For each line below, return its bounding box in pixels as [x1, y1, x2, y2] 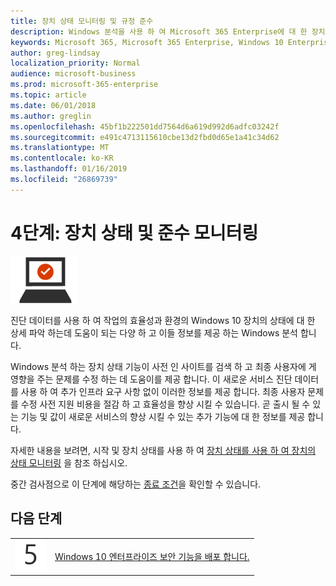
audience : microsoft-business [10, 69, 137, 79]
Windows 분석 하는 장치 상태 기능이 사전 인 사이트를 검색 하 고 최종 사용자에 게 [10, 360, 317, 372]
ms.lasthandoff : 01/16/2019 [10, 164, 128, 174]
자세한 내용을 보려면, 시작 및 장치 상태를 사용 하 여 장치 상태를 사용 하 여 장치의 [10, 444, 317, 456]
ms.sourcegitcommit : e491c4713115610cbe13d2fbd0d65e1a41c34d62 [10, 132, 280, 142]
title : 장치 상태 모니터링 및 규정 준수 [10, 16, 154, 26]
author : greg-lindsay [10, 48, 101, 58]
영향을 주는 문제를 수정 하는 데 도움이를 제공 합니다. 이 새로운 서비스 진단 [10, 373, 293, 385]
